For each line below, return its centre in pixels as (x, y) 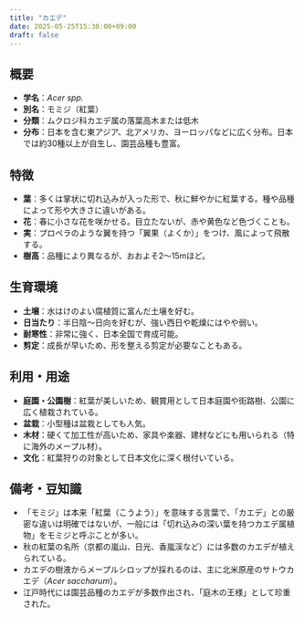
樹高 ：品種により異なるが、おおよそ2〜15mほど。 (116, 256)
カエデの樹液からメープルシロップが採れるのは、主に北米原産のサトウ (154, 570)
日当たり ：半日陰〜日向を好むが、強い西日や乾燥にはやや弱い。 (142, 322)
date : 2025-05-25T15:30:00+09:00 (73, 26)
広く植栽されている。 (63, 412)
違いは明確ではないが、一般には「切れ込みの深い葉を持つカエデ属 (163, 524)
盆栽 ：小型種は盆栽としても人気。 (86, 423)
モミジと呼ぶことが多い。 (95, 536)
